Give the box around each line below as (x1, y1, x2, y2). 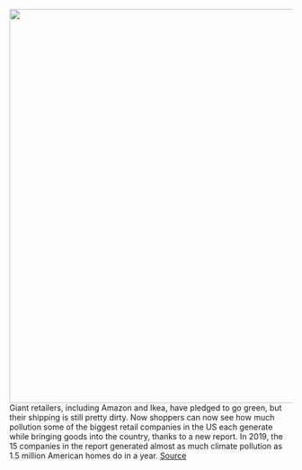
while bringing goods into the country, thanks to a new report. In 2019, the (9, 431, 283, 441)
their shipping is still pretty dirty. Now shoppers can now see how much (9, 412, 275, 422)
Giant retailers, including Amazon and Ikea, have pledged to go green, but (9, 402, 282, 413)
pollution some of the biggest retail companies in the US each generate (9, 421, 273, 432)
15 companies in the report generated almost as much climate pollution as (9, 441, 283, 451)
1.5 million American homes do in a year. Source (9, 450, 187, 461)
